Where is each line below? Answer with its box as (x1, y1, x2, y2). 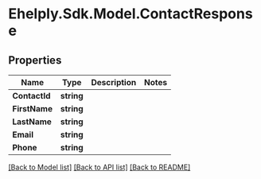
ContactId (12, 91, 51, 101)
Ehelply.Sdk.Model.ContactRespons (8, 5, 253, 23)
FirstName (12, 103, 53, 114)
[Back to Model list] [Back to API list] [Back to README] (8, 162, 191, 172)
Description (91, 77, 137, 88)
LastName (12, 116, 52, 127)
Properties (8, 53, 62, 67)
